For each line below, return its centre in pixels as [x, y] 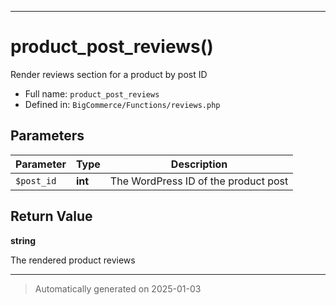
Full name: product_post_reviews [92, 93]
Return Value [51, 216]
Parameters [47, 136]
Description [199, 164]
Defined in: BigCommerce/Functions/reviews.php [122, 104]
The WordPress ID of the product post [199, 181]
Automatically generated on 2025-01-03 [118, 288]
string [23, 240]
